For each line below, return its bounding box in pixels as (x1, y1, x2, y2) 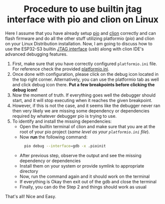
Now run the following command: (19, 134, 88, 140)
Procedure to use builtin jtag (24, 3, 142, 15)
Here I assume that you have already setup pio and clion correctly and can (5, 30, 156, 36)
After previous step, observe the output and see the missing (19, 152, 142, 158)
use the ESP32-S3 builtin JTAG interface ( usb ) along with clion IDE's (5, 46, 144, 52)
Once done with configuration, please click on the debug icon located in (12, 71, 159, 77)
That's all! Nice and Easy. (5, 193, 57, 199)
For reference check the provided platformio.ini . (12, 66, 109, 72)
